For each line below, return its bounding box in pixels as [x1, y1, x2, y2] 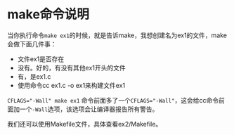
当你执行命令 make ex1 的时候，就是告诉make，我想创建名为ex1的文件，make [7, 31, 227, 39]
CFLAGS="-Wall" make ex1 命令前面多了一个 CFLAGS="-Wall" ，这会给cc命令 [7, 96, 219, 104]
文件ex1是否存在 [17, 54, 65, 63]
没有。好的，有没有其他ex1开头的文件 [17, 63, 126, 72]
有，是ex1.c [17, 72, 51, 81]
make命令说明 [7, 6, 90, 22]
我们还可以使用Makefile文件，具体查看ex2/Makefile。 [7, 120, 162, 128]
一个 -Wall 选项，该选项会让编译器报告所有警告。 [19, 105, 159, 113]
